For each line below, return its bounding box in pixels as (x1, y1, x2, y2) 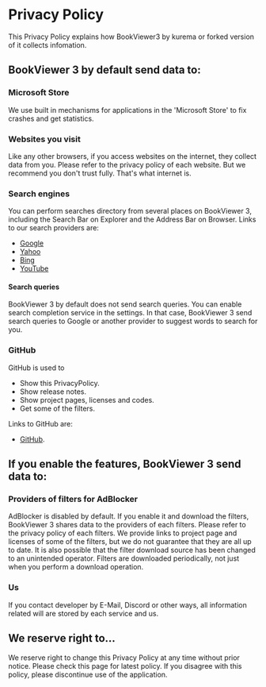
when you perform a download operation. (8, 562, 144, 572)
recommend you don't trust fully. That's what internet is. (8, 168, 192, 178)
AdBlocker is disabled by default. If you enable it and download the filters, (8, 511, 249, 521)
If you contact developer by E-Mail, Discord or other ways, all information (8, 600, 247, 609)
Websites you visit (8, 133, 81, 145)
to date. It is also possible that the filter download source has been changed (8, 546, 256, 555)
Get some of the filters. (19, 403, 96, 413)
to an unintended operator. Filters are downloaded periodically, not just (8, 554, 240, 563)
